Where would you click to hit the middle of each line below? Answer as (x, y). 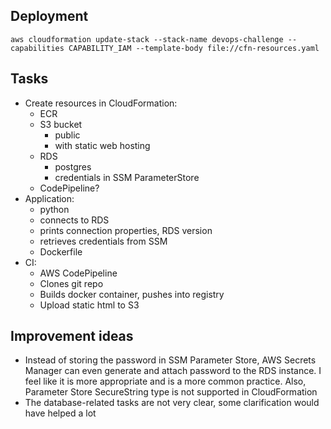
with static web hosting (102, 145)
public (67, 135)
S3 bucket (61, 124)
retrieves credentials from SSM (103, 241)
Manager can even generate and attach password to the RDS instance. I (173, 371)
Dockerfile (61, 251)
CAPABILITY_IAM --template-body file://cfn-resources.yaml (194, 48)
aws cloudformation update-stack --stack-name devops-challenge (147, 39)
